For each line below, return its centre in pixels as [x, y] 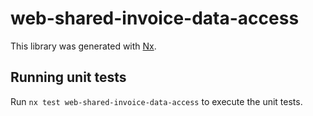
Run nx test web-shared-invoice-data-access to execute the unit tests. [156, 101]
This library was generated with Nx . [83, 46]
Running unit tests [68, 77]
